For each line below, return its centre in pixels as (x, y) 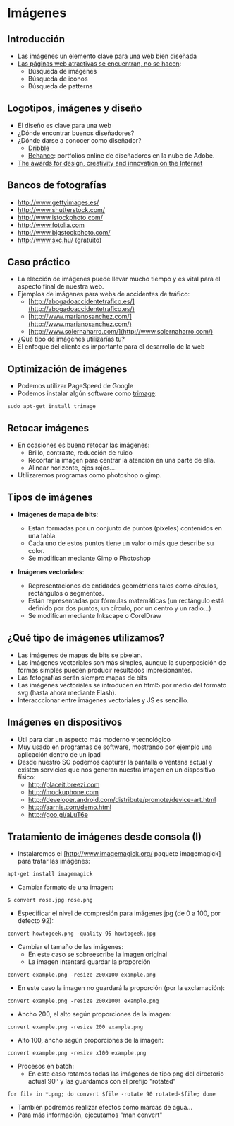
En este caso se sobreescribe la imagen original (98, 954)
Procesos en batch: (46, 1067)
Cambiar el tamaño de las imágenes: (70, 947)
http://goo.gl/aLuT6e (58, 814)
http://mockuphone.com (63, 792)
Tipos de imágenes (50, 498)
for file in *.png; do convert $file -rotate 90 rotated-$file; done (112, 1094)
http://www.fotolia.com (51, 225)
